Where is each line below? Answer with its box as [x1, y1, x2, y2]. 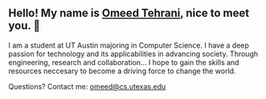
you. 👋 [8, 19, 41, 33]
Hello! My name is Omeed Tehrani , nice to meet [8, 6, 250, 20]
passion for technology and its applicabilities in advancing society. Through [8, 48, 259, 59]
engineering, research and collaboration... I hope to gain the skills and [8, 57, 239, 67]
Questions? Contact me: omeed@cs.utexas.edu [8, 81, 166, 91]
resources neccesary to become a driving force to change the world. [8, 66, 236, 76]
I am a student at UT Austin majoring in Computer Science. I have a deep [8, 40, 249, 50]
